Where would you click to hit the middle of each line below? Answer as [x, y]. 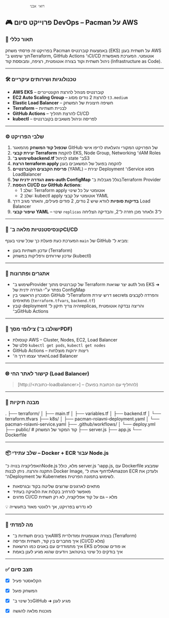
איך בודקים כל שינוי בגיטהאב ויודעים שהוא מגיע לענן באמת [68, 552]
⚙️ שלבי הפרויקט [25, 136]
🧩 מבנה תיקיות [22, 402]
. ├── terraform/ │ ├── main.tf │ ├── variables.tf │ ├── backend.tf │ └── [83, 413]
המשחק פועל [25, 590]
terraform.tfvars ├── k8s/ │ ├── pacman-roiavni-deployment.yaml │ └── [82, 419]
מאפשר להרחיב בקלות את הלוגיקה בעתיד [52, 492]
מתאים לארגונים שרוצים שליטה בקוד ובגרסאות [56, 486]
